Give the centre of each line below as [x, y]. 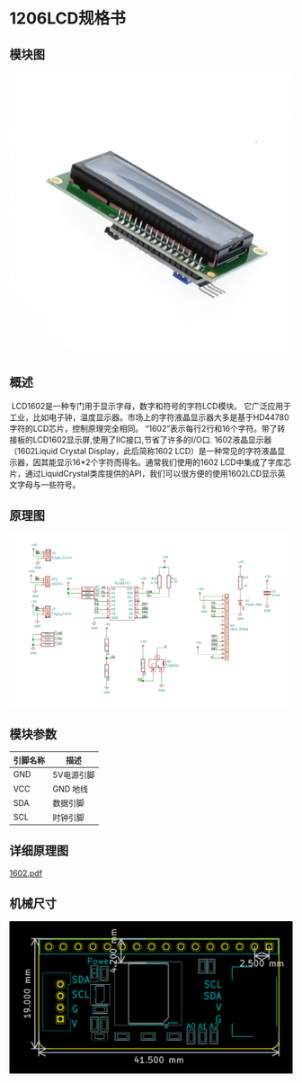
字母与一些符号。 [49, 484]
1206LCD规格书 [67, 18]
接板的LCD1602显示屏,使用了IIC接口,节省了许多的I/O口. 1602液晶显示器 [141, 439]
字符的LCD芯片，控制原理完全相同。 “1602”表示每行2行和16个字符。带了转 [147, 428]
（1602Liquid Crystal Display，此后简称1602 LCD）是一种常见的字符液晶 [143, 451]
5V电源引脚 [74, 774]
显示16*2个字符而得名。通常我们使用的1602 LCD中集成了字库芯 [174, 462]
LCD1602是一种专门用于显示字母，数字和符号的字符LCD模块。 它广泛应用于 [151, 406]
